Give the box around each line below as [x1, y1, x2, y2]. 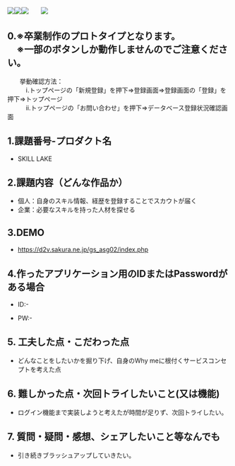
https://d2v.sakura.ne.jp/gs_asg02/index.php [17, 245, 149, 254]
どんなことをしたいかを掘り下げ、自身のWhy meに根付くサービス [17, 356, 208, 365]
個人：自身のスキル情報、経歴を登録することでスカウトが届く [17, 197, 198, 205]
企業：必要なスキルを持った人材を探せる [17, 205, 135, 214]
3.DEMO [7, 227, 44, 239]
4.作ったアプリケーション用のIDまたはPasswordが [7, 268, 228, 280]
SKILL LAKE [17, 154, 53, 163]
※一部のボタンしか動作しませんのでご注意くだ [16, 43, 219, 56]
